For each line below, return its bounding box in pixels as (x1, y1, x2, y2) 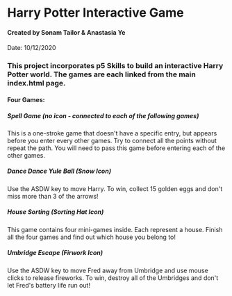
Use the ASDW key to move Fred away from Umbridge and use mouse (7, 266, 208, 274)
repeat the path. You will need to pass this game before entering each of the (7, 144, 226, 152)
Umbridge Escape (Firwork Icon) (7, 249, 103, 257)
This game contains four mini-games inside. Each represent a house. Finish (7, 225, 223, 233)
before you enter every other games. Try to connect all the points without (7, 136, 217, 145)
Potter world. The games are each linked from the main (7, 69, 196, 79)
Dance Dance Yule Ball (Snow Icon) (7, 167, 112, 175)
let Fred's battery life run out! (7, 281, 90, 289)
